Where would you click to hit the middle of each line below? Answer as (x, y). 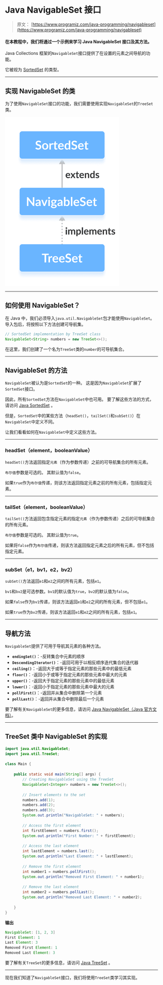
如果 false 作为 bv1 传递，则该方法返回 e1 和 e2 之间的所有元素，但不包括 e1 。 (78, 602)
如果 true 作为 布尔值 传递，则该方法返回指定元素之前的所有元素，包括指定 (76, 483)
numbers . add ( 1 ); (39, 800)
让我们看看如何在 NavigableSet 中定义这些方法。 (52, 432)
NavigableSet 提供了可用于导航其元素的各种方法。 (54, 646)
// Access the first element (52, 825)
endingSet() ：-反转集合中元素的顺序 (48, 657)
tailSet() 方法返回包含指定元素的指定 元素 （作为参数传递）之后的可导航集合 (80, 518)
